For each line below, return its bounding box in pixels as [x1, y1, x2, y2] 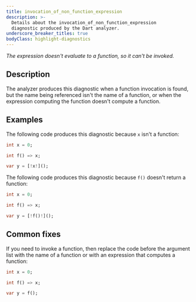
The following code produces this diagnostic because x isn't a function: [6, 131, 180, 138]
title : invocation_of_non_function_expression [6, 8, 122, 15]
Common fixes [6, 229, 61, 239]
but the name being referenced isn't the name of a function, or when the [6, 91, 181, 98]
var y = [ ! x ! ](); [6, 163, 49, 169]
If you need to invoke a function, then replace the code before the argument [6, 245, 190, 252]
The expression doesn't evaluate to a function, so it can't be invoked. [6, 53, 175, 59]
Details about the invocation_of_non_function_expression [11, 20, 157, 25]
